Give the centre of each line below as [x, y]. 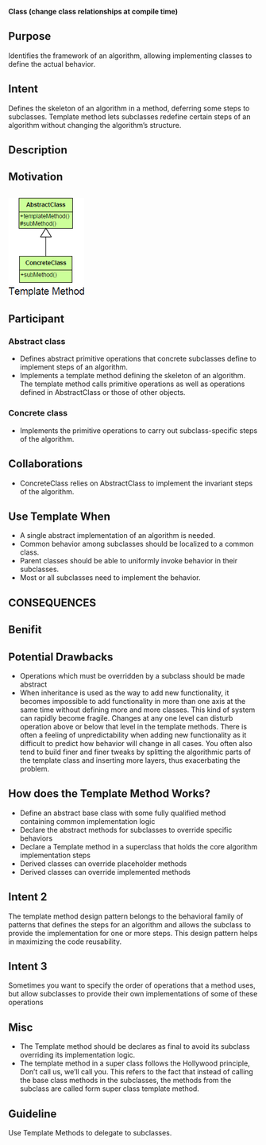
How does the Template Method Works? [110, 794]
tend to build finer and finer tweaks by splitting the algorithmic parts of [135, 752]
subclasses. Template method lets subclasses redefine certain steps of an [129, 116]
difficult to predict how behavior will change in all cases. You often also [136, 743]
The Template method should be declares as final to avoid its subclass [135, 1046]
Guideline [33, 1114]
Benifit [25, 630]
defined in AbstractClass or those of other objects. [102, 393]
